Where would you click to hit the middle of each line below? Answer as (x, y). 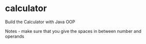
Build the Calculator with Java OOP (40, 22)
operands (15, 36)
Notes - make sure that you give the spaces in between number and (73, 31)
